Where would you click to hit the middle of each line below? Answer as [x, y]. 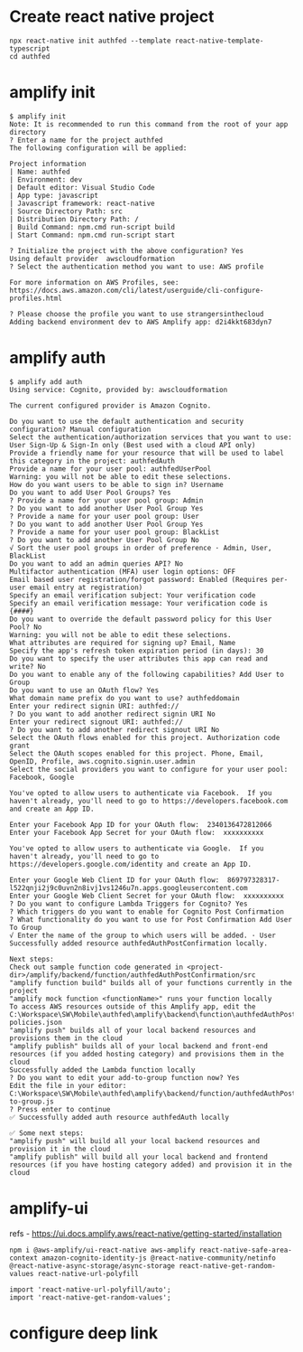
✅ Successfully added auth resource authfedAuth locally [119, 1117]
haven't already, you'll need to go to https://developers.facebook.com [149, 801]
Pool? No [26, 627]
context [24, 1258]
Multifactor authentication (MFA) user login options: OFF [123, 571]
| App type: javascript [54, 195]
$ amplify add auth [46, 381]
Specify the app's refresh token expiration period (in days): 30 [137, 651]
